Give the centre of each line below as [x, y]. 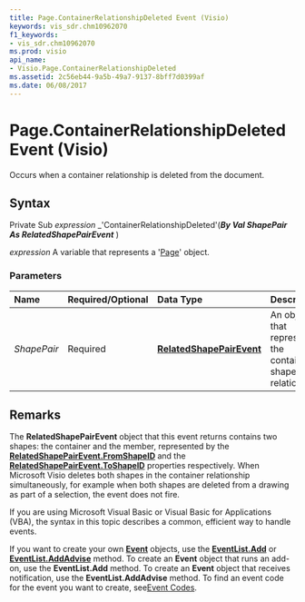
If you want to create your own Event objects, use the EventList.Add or [143, 549]
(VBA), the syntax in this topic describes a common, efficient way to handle [150, 522]
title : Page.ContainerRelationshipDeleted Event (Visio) [119, 18]
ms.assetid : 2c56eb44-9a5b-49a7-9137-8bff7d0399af [107, 77]
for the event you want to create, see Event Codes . [103, 587]
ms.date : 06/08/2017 [49, 85]
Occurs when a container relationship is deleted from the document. [137, 174]
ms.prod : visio [38, 52]
